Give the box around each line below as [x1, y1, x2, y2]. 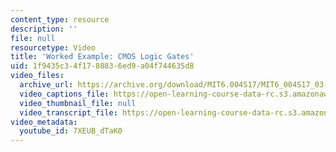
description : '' [10, 24, 78, 34]
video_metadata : [10, 117, 78, 127]
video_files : [10, 71, 65, 81]
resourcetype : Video [10, 42, 97, 53]
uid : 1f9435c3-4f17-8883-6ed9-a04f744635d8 [10, 61, 195, 71]
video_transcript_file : [19, 107, 118, 118]
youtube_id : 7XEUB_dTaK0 [19, 126, 123, 136]
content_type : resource [10, 14, 110, 25]
